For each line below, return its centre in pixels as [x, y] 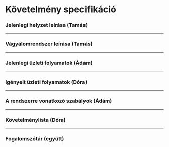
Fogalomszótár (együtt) [35, 138]
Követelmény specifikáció [61, 9]
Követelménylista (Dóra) [36, 120]
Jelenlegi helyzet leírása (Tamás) [47, 25]
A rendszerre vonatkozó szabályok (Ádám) [59, 101]
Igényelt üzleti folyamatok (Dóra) [46, 82]
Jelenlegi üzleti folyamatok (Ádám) [49, 63]
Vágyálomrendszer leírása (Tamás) [49, 44]
